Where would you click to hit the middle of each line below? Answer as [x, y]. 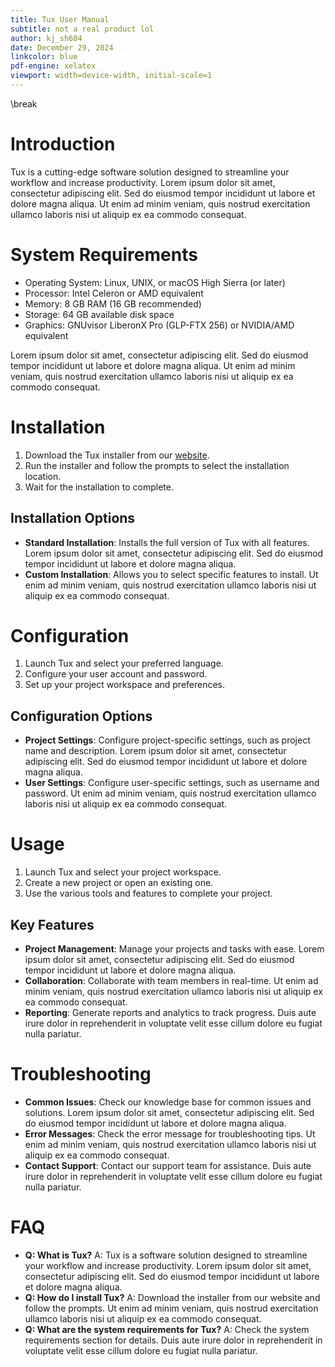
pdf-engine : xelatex [53, 66]
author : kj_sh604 [46, 38]
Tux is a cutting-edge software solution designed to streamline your [150, 172]
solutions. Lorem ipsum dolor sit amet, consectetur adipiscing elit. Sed [169, 1112]
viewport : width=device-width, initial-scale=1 [111, 76]
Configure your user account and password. [116, 674]
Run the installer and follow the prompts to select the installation [157, 465]
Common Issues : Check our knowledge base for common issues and [168, 1102]
